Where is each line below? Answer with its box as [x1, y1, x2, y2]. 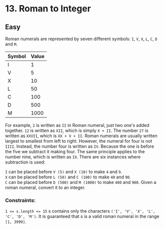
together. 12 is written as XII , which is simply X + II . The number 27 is [5, 127, 149, 133]
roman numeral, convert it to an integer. [5, 184, 85, 190]
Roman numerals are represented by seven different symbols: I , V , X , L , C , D [5, 36, 158, 42]
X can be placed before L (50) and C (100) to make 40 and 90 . [5, 174, 131, 180]
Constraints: [5, 197, 36, 204]
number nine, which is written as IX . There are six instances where [5, 154, 141, 160]
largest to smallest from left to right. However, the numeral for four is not [5, 138, 152, 144]
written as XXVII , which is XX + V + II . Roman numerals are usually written [5, 133, 158, 139]
